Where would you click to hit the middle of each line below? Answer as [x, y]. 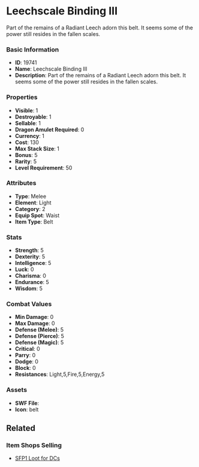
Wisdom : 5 [29, 288]
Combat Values [29, 304]
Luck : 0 [24, 269]
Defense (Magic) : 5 [39, 342]
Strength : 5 [29, 251]
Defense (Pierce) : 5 [40, 336]
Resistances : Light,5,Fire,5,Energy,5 [60, 374]
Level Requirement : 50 [43, 168]
